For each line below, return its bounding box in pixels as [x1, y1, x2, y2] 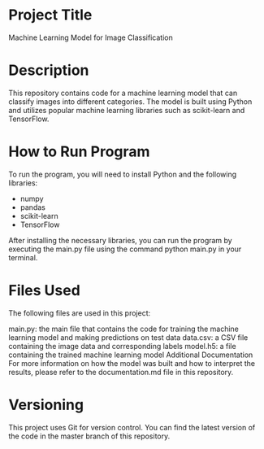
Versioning [8, 395, 84, 414]
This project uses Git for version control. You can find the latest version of [8, 422, 256, 432]
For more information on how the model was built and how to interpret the [8, 358, 256, 368]
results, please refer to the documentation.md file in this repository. [8, 367, 234, 377]
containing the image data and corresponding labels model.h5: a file [8, 341, 237, 351]
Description [8, 61, 89, 80]
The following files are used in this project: [8, 307, 151, 318]
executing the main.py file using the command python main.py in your [8, 244, 242, 254]
